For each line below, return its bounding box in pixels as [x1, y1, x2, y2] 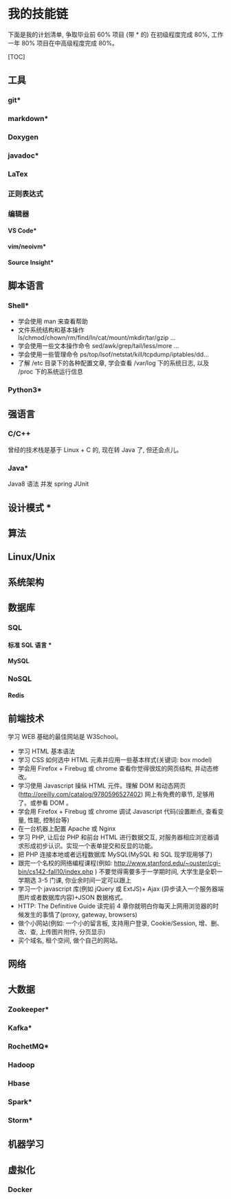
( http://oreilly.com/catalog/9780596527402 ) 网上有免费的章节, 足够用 [17, 790, 215, 798]
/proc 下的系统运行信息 [17, 367, 83, 376]
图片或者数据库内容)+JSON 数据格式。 [17, 893, 126, 901]
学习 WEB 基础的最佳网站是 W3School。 [8, 732, 122, 740]
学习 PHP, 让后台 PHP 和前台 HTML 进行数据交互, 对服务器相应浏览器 [17, 833, 214, 841]
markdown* [8, 114, 49, 124]
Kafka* [8, 1023, 32, 1033]
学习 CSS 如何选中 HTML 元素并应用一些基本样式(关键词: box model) [17, 755, 212, 764]
